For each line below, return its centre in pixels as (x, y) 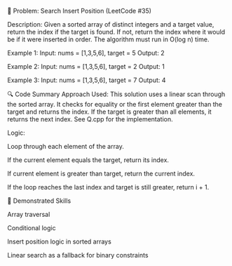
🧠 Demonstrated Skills (39, 201)
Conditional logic (32, 228)
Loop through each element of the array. (66, 146)
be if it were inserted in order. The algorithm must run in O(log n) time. (108, 39)
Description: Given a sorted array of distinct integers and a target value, (111, 24)
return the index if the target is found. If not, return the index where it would (116, 32)
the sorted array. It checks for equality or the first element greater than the (115, 104)
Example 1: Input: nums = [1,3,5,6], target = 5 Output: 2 (86, 53)
